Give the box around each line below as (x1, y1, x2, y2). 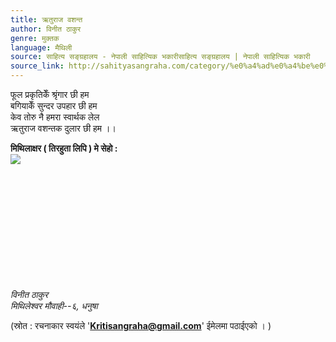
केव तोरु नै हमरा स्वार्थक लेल (10, 111, 100, 123)
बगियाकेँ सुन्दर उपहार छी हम (10, 100, 98, 111)
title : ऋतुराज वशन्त (10, 14, 83, 25)
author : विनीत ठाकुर (10, 24, 82, 34)
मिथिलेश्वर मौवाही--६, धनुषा (10, 300, 98, 311)
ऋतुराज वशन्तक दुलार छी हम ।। (10, 122, 117, 134)
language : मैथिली (10, 42, 73, 53)
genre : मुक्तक (10, 33, 60, 43)
